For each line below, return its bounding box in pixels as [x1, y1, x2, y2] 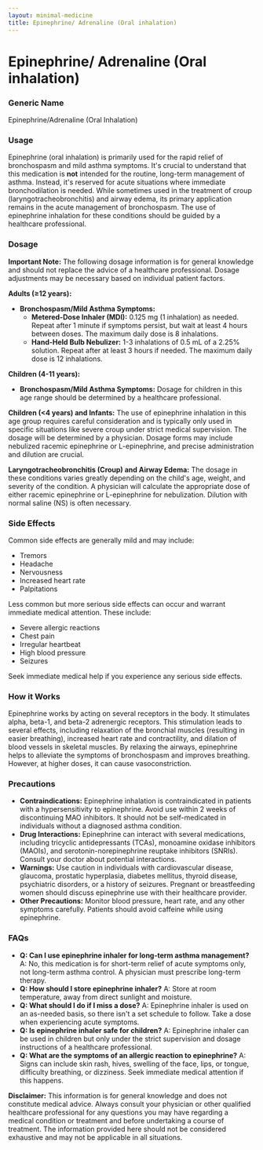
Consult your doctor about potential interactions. [19, 855, 177, 864]
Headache [19, 559, 53, 568]
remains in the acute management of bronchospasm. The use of [8, 203, 216, 212]
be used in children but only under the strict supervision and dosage [19, 1034, 241, 1043]
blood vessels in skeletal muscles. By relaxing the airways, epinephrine [8, 743, 238, 752]
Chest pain [19, 631, 55, 641]
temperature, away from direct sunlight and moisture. [19, 992, 192, 1002]
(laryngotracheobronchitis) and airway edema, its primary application [8, 194, 232, 204]
